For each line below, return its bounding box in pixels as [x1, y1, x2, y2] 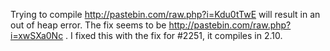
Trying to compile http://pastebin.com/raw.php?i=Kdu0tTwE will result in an [10, 9, 321, 20]
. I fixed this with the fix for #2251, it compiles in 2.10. [65, 30, 283, 41]
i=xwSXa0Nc [10, 30, 64, 41]
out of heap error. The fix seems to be [10, 19, 167, 31]
